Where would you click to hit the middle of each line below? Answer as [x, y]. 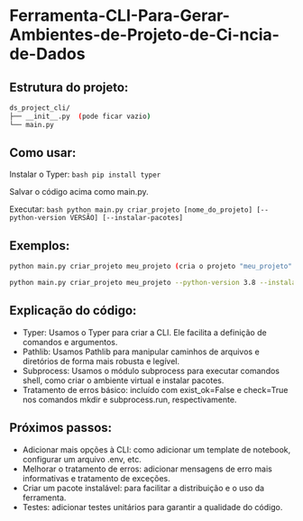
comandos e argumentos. [70, 342]
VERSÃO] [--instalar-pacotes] [126, 218]
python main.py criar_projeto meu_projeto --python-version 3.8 [133, 283]
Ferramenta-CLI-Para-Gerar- [119, 16]
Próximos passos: [61, 428]
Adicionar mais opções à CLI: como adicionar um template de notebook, [156, 449]
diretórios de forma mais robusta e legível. [101, 361]
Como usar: [43, 153]
